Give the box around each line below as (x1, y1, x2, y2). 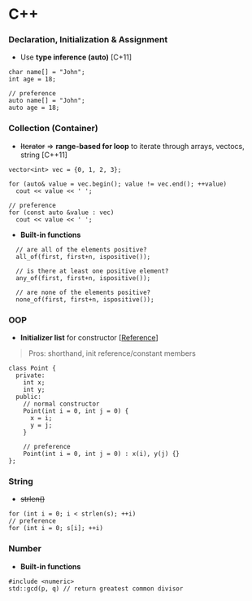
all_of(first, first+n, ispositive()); (15, 252, 151, 261)
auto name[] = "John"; (8, 97, 85, 105)
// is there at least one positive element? (15, 266, 169, 275)
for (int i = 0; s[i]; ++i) (8, 524, 104, 533)
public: (15, 393, 42, 401)
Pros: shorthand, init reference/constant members (28, 349, 197, 358)
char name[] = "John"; (8, 68, 85, 77)
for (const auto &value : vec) (8, 208, 115, 217)
